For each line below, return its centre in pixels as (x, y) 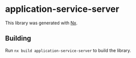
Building (18, 38)
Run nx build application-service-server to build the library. (68, 50)
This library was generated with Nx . (41, 23)
